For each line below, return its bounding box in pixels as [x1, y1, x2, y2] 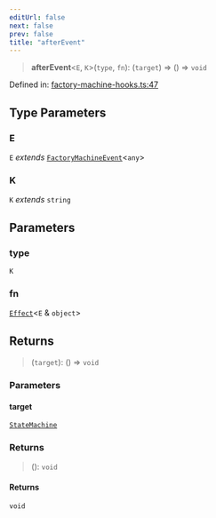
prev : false [9, 29, 53, 38]
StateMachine [9, 421, 58, 430]
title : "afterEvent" [9, 37, 86, 47]
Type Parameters [9, 105, 107, 120]
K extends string [9, 195, 71, 205]
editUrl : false [9, 12, 66, 22]
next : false [9, 21, 53, 30]
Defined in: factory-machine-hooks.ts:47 [9, 79, 158, 90]
